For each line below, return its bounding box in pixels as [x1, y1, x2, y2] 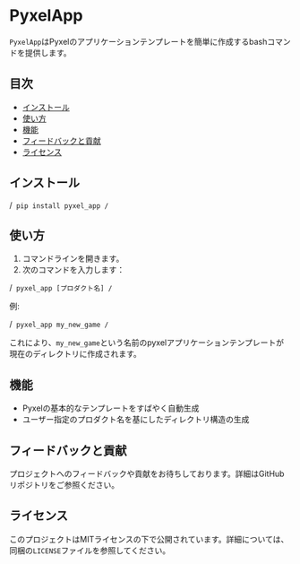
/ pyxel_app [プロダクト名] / [9, 282, 113, 293]
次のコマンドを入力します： [21, 265, 125, 275]
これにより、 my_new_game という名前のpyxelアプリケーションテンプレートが [9, 337, 285, 348]
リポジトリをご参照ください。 [9, 480, 119, 490]
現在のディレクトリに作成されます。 [9, 349, 141, 360]
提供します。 [24, 47, 72, 58]
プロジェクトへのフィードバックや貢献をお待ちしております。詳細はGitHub [9, 468, 285, 479]
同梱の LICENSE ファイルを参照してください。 [9, 544, 171, 556]
